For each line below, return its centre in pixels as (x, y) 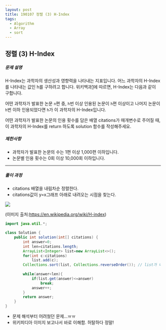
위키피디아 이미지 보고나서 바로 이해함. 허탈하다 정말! (63, 323)
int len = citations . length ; (51, 247)
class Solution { (23, 233)
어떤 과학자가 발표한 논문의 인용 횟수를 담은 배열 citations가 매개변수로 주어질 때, (83, 120)
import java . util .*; (26, 224)
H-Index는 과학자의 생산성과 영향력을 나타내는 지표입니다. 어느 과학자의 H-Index (83, 81)
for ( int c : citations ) (45, 256)
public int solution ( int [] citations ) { (56, 238)
